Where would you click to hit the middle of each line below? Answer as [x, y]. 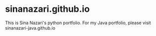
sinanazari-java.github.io [30, 28]
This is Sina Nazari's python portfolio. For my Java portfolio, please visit [78, 23]
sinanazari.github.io [47, 9]
